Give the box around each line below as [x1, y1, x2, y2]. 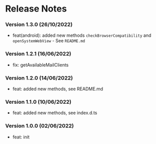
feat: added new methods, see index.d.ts [12, 110, 97, 116]
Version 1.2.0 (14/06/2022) [5, 74, 73, 81]
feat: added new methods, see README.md [12, 86, 103, 92]
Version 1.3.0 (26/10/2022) [5, 21, 73, 28]
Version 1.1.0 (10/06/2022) [5, 99, 72, 105]
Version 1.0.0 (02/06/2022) [5, 122, 74, 129]
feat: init [12, 134, 30, 140]
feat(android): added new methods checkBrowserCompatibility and [12, 32, 152, 38]
